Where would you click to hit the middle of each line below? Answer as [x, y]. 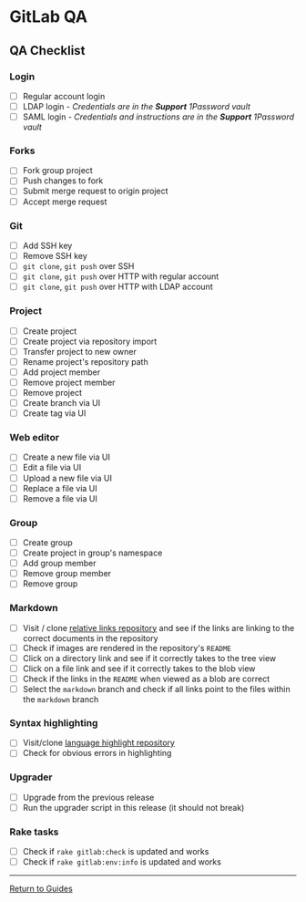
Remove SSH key [55, 255]
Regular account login [64, 96]
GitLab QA [49, 17]
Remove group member [67, 574]
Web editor [35, 437]
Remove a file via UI [60, 498]
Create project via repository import [90, 341]
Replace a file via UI [60, 488]
